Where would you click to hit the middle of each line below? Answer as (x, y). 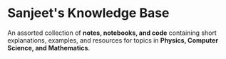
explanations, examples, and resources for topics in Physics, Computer (113, 40)
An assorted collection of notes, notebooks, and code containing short (112, 33)
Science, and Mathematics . (49, 48)
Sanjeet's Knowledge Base (88, 13)
